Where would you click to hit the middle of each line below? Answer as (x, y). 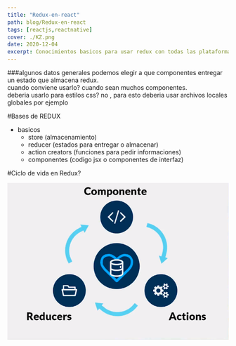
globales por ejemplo (38, 102)
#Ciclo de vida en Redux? (44, 173)
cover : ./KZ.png (31, 37)
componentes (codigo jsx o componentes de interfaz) (106, 159)
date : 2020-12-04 (33, 45)
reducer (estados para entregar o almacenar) (93, 145)
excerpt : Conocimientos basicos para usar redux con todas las (102, 52)
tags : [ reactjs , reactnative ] (50, 29)
